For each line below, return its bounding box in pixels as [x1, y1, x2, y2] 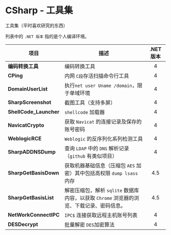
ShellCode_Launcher [8, 108, 60, 115]
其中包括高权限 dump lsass [74, 169, 138, 177]
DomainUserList [8, 85, 48, 92]
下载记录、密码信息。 [74, 202, 126, 209]
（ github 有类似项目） [64, 152, 118, 159]
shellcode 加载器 [64, 108, 105, 115]
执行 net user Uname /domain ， [64, 82, 137, 89]
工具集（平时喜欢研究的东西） [5, 22, 68, 28]
